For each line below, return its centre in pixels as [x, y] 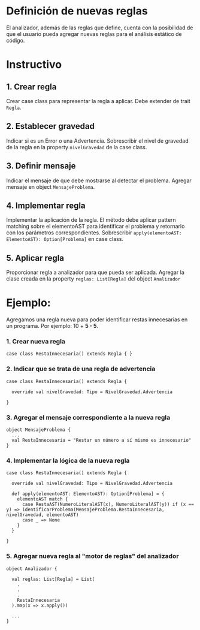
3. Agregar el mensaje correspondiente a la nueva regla [88, 417]
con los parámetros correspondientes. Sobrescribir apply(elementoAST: [94, 233]
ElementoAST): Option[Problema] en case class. [65, 239]
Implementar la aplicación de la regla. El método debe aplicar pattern [91, 220]
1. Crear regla [31, 87]
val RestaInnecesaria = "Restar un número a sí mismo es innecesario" [101, 441]
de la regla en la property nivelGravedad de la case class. [77, 147]
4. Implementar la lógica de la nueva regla [68, 460]
